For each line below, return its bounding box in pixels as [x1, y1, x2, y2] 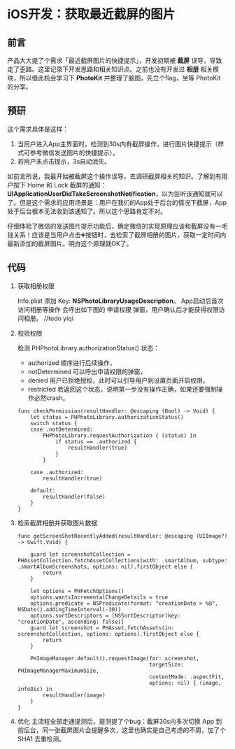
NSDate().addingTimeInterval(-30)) [17, 606, 122, 613]
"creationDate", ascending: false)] [17, 618, 124, 625]
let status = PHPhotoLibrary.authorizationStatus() [30, 413, 184, 420]
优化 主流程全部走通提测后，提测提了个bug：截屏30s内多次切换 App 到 [17, 717, 222, 725]
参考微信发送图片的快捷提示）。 [29, 148, 119, 157]
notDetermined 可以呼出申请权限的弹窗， [27, 367, 147, 376]
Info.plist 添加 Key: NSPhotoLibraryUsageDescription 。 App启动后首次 [17, 297, 224, 305]
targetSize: [149, 661, 184, 668]
